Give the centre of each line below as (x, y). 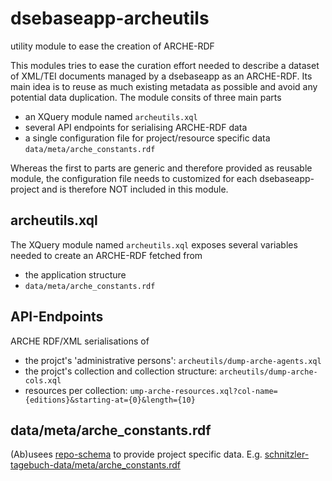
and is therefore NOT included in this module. (135, 189)
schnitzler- (287, 454)
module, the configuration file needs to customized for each (134, 178)
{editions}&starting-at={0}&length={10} (110, 400)
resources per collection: (76, 390)
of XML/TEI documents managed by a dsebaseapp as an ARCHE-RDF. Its (161, 76)
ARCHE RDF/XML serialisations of (80, 341)
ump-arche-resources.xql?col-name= (203, 391)
